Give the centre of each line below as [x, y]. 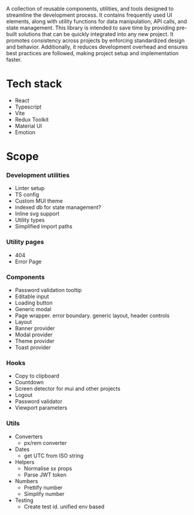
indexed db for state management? [58, 207]
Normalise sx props [48, 468]
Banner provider [35, 329]
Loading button [34, 303]
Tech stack [34, 84]
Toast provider [33, 348]
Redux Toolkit [32, 119]
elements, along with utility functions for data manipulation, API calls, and [97, 21]
